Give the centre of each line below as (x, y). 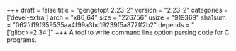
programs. (22, 40)
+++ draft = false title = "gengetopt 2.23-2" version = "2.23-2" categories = (117, 10)
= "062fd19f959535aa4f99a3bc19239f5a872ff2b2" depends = (99, 25)
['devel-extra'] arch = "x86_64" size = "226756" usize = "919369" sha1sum (116, 17)
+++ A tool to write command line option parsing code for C (142, 32)
